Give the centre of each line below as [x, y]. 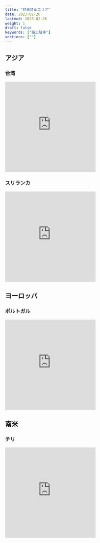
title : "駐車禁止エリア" [28, 10]
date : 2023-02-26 [23, 14]
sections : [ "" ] [21, 37]
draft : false [18, 28]
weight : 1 [15, 23]
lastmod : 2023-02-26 [26, 19]
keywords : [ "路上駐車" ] [28, 32]
